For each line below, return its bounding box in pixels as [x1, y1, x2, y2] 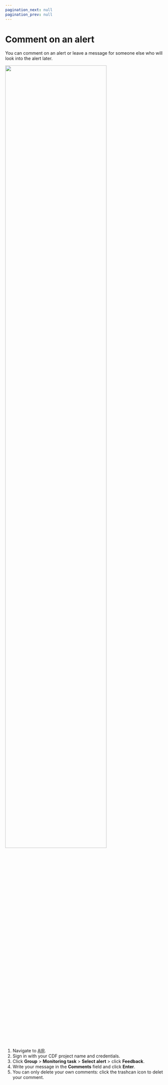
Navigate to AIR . [12, 1048, 46, 1054]
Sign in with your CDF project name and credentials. [12, 1053, 120, 1059]
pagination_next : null [5, 7, 53, 13]
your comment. [12, 1074, 44, 1080]
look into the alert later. [5, 56, 53, 62]
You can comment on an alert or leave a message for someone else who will [5, 50, 163, 56]
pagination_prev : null [5, 12, 53, 17]
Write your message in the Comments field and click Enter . [12, 1064, 135, 1070]
